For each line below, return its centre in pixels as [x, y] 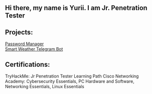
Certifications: [27, 65]
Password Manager [25, 44]
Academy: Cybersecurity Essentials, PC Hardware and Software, [70, 81]
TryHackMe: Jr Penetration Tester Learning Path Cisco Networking [72, 76]
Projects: [19, 32]
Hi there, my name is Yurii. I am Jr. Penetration [76, 8]
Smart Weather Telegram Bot [34, 49]
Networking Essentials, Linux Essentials [45, 87]
